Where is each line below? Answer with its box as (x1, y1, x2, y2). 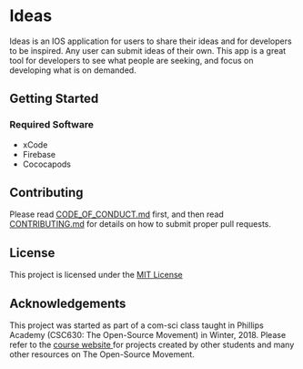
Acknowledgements (9, 295, 126, 311)
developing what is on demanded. (9, 65, 136, 76)
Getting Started (9, 91, 99, 107)
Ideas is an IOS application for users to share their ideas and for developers (9, 36, 293, 46)
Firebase (22, 149, 56, 159)
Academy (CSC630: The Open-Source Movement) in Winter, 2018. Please (9, 330, 287, 341)
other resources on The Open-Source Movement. (9, 349, 196, 360)
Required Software (9, 118, 94, 131)
